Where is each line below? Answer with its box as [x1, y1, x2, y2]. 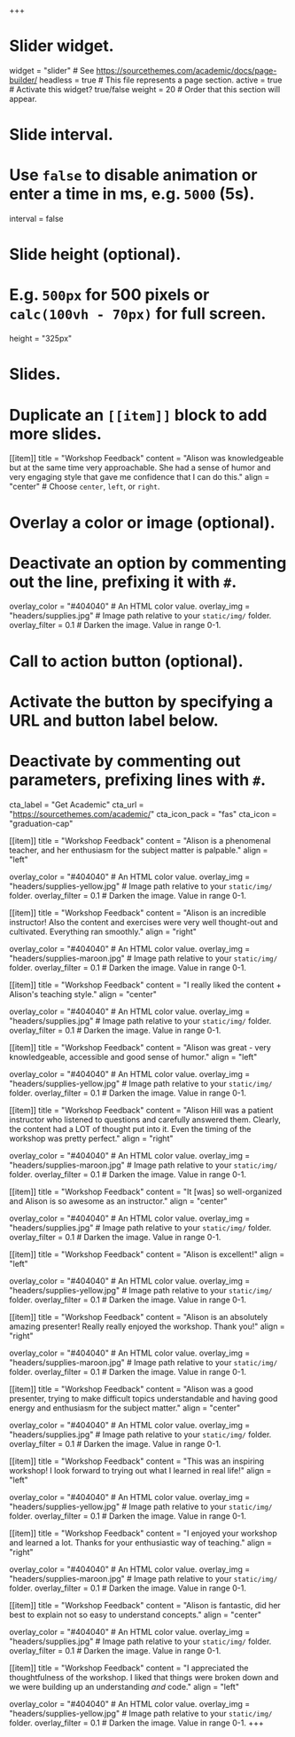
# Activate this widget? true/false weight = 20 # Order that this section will [9, 83, 281, 94]
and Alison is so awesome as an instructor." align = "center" [9, 1195, 228, 1206]
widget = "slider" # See [9, 65, 95, 75]
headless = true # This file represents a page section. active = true [39, 75, 283, 85]
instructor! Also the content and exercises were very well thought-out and [9, 916, 279, 927]
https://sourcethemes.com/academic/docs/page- [96, 65, 277, 75]
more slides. [9, 423, 102, 444]
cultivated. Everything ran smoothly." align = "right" [9, 926, 198, 937]
